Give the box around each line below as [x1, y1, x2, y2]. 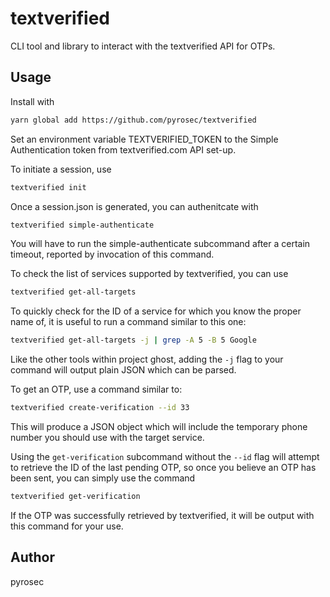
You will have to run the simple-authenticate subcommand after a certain [10, 238, 311, 250]
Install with [10, 95, 55, 107]
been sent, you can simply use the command [10, 472, 196, 484]
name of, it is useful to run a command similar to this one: [10, 316, 247, 328]
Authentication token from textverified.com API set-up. [10, 143, 237, 156]
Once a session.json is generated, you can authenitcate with [10, 200, 259, 212]
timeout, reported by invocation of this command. [10, 248, 215, 261]
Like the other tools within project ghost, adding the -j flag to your [10, 353, 284, 366]
